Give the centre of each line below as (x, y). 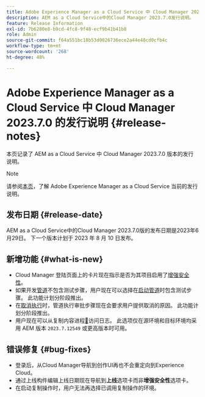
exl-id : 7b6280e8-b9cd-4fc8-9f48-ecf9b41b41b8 (67, 29)
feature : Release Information (45, 23)
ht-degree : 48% (26, 57)
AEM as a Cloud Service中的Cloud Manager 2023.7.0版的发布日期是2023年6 (103, 230)
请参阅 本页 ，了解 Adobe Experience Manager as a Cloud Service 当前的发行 (102, 186)
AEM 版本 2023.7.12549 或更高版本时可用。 (76, 328)
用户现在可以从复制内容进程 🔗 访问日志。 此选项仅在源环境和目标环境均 (103, 321)
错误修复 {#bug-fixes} (49, 349)
